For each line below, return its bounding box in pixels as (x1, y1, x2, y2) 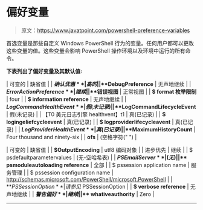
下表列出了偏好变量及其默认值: (6, 67, 83, 74)
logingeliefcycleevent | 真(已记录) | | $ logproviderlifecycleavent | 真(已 (6, 118, 188, 125)
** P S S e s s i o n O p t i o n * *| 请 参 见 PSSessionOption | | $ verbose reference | (6, 183, 189, 190)
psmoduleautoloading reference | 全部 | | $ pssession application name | (6, 161, 190, 168)
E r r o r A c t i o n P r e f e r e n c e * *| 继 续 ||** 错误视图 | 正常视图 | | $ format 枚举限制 (6, 88, 197, 95)
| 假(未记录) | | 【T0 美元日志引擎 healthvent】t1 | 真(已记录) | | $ (6, 110, 166, 118)
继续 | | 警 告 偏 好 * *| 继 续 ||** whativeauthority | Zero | (16, 190, 155, 197)
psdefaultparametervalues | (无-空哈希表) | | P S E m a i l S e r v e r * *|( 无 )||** (6, 154, 187, 161)
